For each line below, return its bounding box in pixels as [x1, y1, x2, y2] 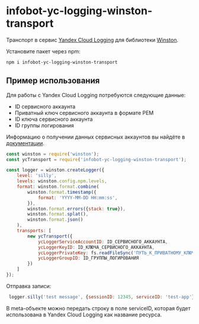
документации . [6, 139, 44, 146]
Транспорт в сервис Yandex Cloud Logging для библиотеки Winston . [6, 36, 179, 43]
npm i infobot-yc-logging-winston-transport [6, 59, 118, 65]
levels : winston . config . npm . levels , [17, 178, 108, 184]
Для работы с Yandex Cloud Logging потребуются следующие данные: [6, 91, 186, 98]
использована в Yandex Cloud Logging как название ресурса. [6, 311, 162, 318]
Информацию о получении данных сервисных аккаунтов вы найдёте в [6, 133, 185, 140]
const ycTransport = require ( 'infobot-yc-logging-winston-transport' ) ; [6, 156, 187, 162]
